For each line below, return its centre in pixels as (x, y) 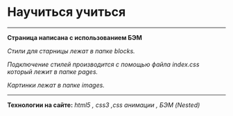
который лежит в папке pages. (53, 71)
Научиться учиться (67, 12)
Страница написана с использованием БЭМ (75, 37)
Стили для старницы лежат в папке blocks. (71, 51)
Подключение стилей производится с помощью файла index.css (103, 64)
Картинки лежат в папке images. (56, 85)
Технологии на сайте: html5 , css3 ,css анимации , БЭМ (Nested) (104, 105)
